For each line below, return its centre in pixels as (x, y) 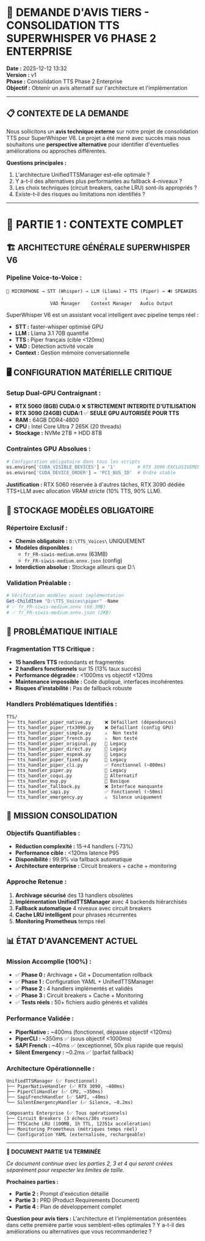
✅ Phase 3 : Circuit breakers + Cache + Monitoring (79, 995)
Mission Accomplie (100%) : (49, 961)
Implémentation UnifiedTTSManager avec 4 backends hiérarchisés (101, 902)
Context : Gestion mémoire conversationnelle (72, 352)
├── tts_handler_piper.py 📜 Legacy (67, 770)
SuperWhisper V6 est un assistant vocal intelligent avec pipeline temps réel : (103, 315)
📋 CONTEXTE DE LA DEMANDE (68, 113)
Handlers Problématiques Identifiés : (62, 704)
